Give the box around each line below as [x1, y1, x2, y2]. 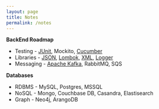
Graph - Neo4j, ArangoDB [14, 96, 78, 103]
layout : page [6, 8, 39, 15]
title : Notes [6, 14, 39, 20]
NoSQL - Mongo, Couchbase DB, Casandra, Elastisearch [14, 90, 154, 97]
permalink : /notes [6, 20, 52, 26]
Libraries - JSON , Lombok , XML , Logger [14, 54, 113, 61]
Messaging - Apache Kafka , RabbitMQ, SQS [14, 60, 123, 67]
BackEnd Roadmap [6, 36, 54, 43]
